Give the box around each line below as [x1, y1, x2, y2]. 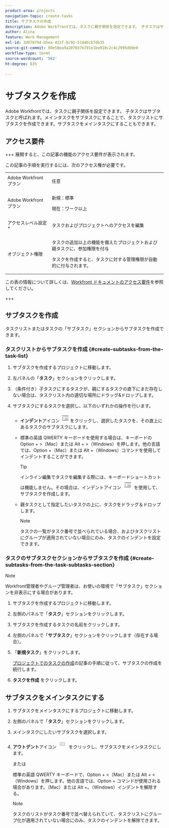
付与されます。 [60, 262, 92, 268]
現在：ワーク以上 [52, 206, 88, 211]
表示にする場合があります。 [18, 589, 75, 596]
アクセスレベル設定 [7, 219, 47, 225]
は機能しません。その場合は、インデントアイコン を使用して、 [20, 485, 160, 491]
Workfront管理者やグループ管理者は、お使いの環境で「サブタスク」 [5, 583, 145, 589]
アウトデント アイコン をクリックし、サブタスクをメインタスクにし [12, 744, 161, 750]
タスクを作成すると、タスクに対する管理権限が [52, 256, 149, 262]
